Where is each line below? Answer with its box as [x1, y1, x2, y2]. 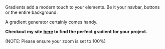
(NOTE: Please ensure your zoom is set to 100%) [5, 38, 106, 44]
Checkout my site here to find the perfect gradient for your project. [5, 29, 147, 34]
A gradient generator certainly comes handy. [5, 19, 98, 25]
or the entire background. [5, 9, 58, 15]
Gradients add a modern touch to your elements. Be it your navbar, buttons [5, 4, 160, 10]
